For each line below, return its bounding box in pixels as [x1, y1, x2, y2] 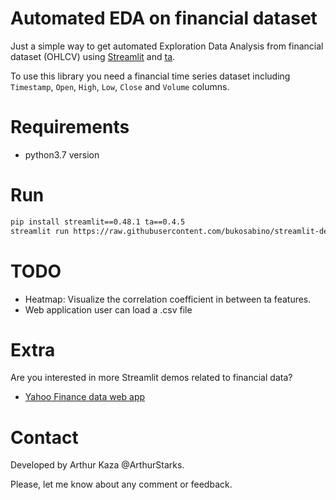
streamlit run [10, 226, 70, 236]
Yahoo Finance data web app [24, 391, 146, 403]
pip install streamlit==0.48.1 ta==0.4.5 [10, 217, 186, 227]
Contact [10, 426, 79, 449]
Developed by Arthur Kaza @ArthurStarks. [10, 459, 185, 471]
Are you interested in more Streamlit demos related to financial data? [10, 372, 293, 384]
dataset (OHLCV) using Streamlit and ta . [10, 50, 176, 62]
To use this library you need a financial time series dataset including [10, 70, 291, 82]
